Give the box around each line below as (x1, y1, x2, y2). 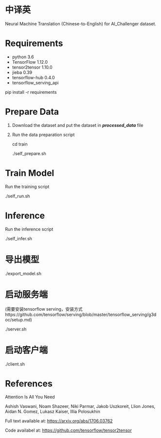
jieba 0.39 (12, 69, 33, 75)
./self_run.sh (5, 193, 30, 199)
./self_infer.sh (5, 235, 33, 241)
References (5, 378, 53, 389)
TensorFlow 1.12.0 (12, 59, 48, 65)
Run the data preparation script (12, 132, 75, 138)
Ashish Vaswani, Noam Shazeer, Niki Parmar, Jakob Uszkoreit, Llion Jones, (5, 403, 156, 409)
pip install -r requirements (5, 89, 57, 95)
